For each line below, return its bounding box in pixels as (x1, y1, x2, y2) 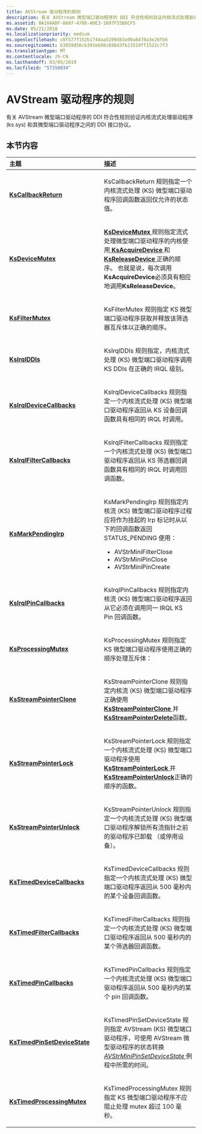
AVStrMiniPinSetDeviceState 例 (104, 1052, 192, 1061)
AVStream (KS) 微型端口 (123, 1025, 192, 1034)
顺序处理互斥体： (104, 654, 153, 662)
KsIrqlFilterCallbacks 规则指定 (104, 439, 188, 447)
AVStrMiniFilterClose (114, 548, 173, 556)
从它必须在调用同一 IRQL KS (104, 604, 183, 612)
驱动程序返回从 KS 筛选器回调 (104, 457, 188, 465)
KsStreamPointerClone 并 (104, 704, 179, 713)
